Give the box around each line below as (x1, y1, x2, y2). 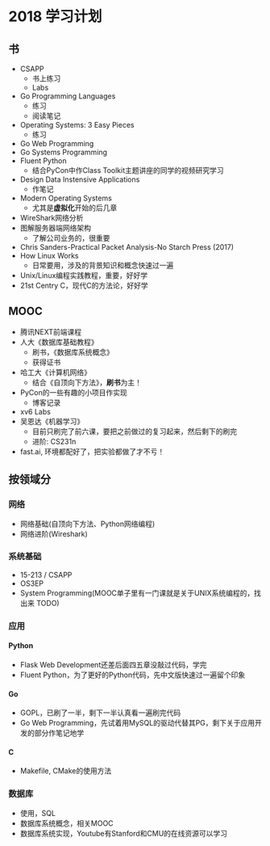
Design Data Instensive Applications (19, 175, 140, 184)
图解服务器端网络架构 (19, 223, 91, 233)
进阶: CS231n (31, 436, 77, 446)
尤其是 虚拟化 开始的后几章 (31, 203, 118, 213)
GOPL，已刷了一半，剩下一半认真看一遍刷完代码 (19, 708, 181, 718)
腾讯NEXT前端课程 (19, 326, 82, 336)
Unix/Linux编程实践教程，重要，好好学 (19, 271, 148, 280)
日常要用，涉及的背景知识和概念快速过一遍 (31, 260, 174, 270)
